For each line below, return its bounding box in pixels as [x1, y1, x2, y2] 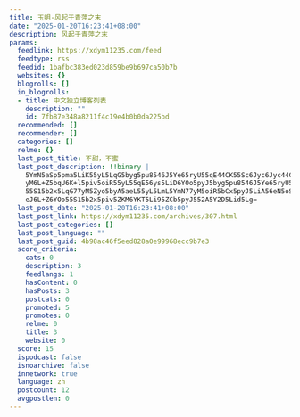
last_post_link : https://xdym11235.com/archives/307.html [17, 211, 238, 221]
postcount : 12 [17, 386, 70, 395]
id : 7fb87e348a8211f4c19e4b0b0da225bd [25, 112, 170, 121]
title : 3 [25, 328, 58, 337]
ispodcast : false [17, 353, 82, 362]
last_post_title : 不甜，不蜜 [17, 153, 119, 163]
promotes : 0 [25, 311, 70, 321]
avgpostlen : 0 [17, 394, 70, 404]
